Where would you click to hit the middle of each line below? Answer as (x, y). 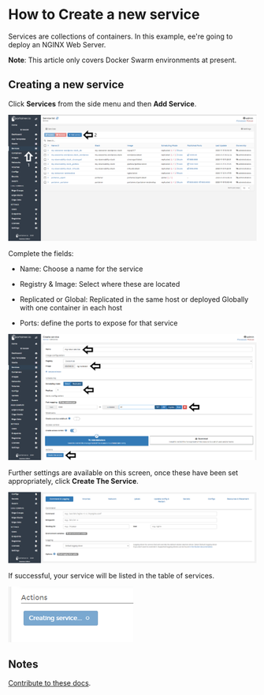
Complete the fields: (41, 254)
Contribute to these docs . (50, 683)
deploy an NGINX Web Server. (57, 44)
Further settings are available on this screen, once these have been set (123, 472)
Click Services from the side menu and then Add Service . (102, 103)
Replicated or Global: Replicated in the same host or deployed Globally (134, 299)
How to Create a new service (104, 15)
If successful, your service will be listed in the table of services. (112, 575)
